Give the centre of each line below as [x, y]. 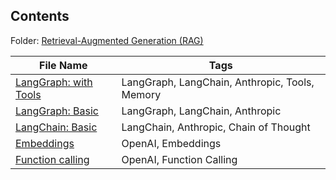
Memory [141, 94]
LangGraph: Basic [57, 111]
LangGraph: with [54, 82]
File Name [63, 65]
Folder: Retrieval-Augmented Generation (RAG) [107, 40]
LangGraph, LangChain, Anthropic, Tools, [218, 82]
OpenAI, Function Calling [179, 159]
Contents [40, 16]
